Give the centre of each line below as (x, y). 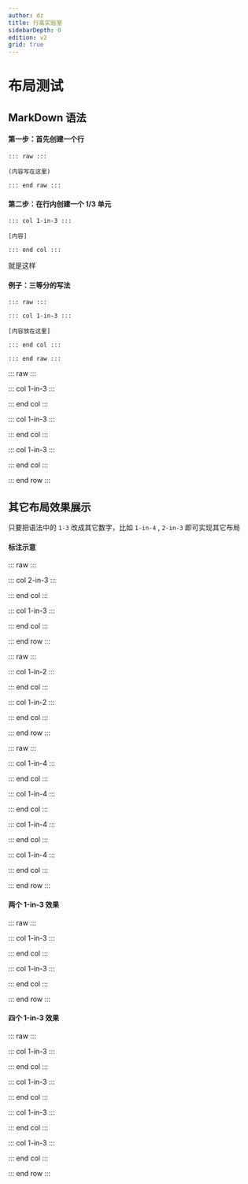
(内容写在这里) (30, 171)
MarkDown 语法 (47, 118)
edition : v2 (28, 37)
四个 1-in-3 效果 (34, 1018)
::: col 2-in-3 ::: (32, 581)
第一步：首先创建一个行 (46, 139)
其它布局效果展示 (50, 507)
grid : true (26, 45)
